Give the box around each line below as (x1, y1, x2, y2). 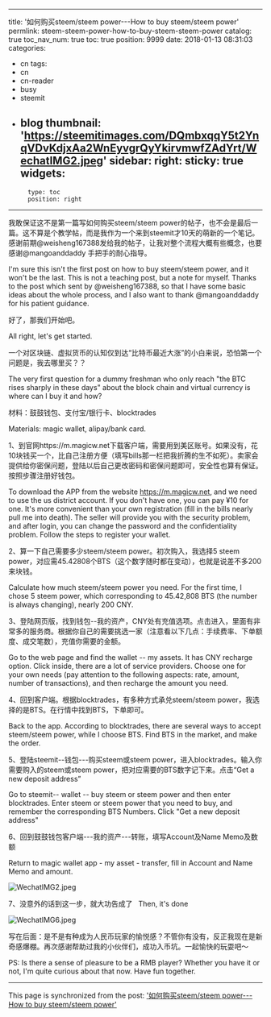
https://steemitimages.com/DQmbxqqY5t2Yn (23, 129, 260, 143)
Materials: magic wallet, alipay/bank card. (8, 424, 147, 434)
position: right (27, 195, 82, 203)
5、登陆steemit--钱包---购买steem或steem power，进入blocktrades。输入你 (8, 754, 262, 764)
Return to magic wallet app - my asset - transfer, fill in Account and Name (8, 857, 253, 867)
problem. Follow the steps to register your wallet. (8, 529, 171, 539)
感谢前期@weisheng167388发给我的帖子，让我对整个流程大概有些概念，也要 (8, 238, 263, 247)
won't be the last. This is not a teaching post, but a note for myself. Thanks (8, 272, 256, 282)
